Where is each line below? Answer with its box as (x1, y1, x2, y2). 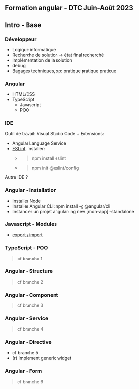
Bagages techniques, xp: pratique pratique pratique (12, 68, 117, 74)
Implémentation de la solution (12, 57, 72, 63)
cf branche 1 (17, 256, 43, 261)
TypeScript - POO (5, 244, 48, 251)
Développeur (5, 36, 37, 43)
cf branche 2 (17, 279, 43, 285)
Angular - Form (5, 367, 42, 374)
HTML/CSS (12, 91, 35, 97)
